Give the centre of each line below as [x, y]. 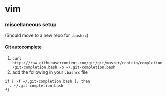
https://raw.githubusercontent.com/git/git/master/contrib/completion [87, 63]
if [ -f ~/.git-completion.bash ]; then [48, 81]
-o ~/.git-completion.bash [87, 67]
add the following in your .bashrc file [50, 72]
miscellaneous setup [31, 25]
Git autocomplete [24, 47]
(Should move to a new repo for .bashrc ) [47, 35]
